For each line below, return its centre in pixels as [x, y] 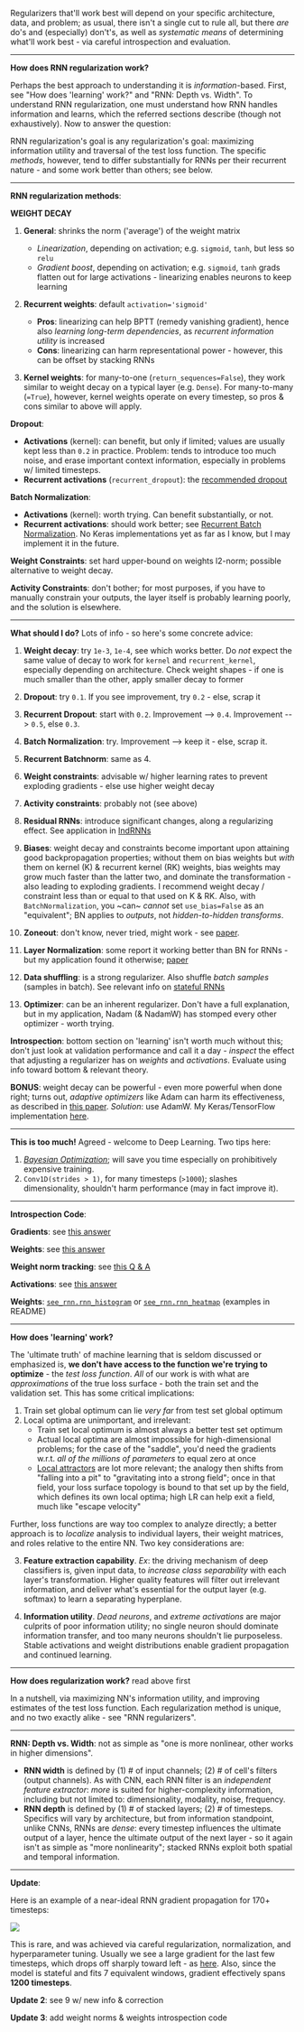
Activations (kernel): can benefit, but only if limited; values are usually [154, 441]
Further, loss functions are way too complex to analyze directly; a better [144, 1524]
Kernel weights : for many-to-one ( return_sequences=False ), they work [154, 377]
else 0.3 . [64, 724]
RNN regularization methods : [66, 196]
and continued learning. [67, 1655]
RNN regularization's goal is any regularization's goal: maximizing [132, 141]
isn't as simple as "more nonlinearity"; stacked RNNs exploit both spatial [157, 1847]
